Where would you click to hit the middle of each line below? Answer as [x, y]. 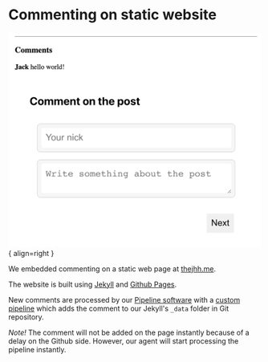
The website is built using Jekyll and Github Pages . [93, 284]
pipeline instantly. [37, 349]
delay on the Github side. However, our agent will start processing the [124, 341]
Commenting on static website [112, 15]
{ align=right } [31, 253]
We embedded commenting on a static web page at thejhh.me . [112, 268]
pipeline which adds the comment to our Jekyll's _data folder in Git [119, 308]
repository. [26, 317]
